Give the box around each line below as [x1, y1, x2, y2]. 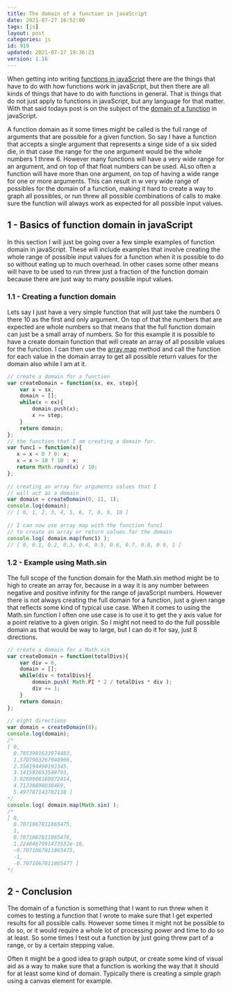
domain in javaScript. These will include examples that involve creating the [7, 245, 221, 253]
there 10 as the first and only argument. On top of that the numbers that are [7, 315, 222, 324]
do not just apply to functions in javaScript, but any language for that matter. [7, 97, 225, 105]
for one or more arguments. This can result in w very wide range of [7, 177, 199, 185]
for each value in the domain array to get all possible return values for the [7, 352, 217, 361]
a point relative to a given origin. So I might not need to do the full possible [7, 617, 220, 627]
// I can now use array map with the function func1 [7, 521, 163, 529]
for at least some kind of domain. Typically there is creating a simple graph [7, 969, 221, 978]
